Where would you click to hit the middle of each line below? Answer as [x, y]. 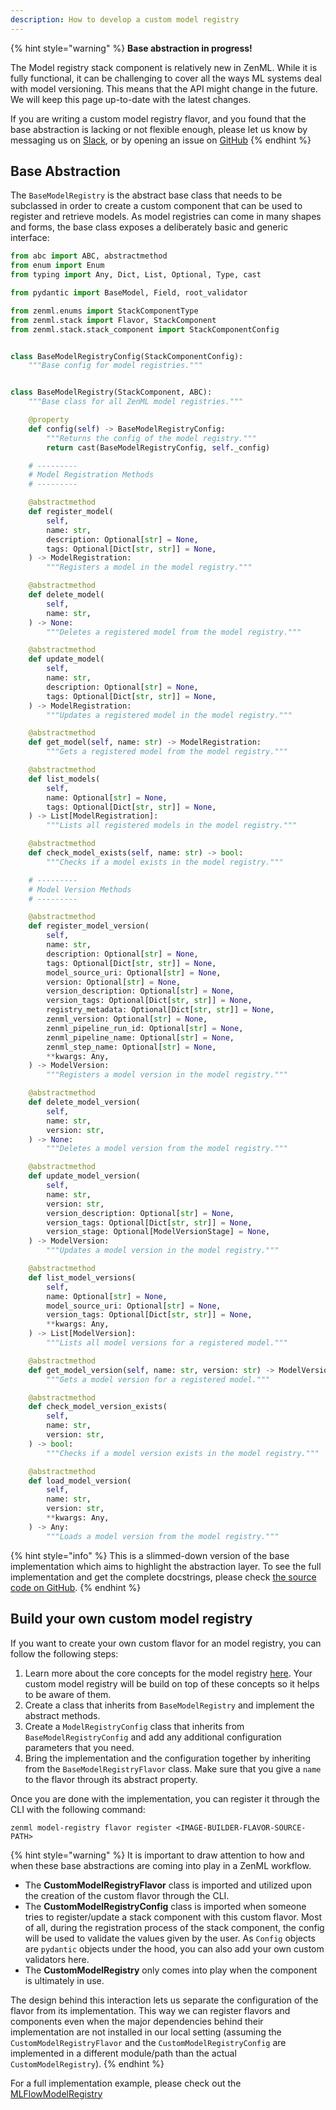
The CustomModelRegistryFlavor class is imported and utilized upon [168, 1885]
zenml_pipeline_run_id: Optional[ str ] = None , [145, 1028]
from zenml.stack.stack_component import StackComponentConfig [145, 329]
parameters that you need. [79, 1747]
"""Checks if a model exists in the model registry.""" [165, 862]
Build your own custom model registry [131, 1619]
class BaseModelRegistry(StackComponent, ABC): [111, 392]
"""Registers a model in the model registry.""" [149, 567]
